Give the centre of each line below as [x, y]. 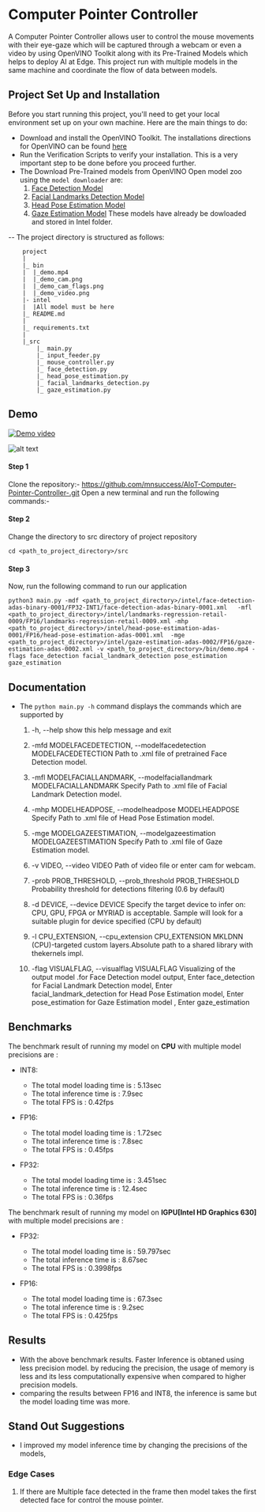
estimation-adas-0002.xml [50, 649]
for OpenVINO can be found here [73, 146]
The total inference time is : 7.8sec [87, 1141]
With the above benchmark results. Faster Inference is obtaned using [132, 1359]
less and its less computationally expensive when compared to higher [133, 1376]
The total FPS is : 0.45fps [73, 1149]
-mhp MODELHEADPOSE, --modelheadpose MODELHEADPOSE [136, 809]
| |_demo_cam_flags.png [63, 286]
